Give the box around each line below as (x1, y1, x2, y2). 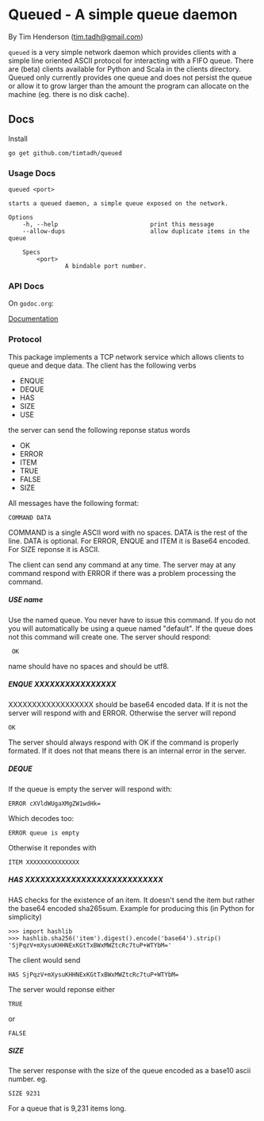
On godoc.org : (8, 298, 54, 308)
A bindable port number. (64, 263, 147, 271)
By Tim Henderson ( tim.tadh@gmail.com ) (8, 32, 143, 41)
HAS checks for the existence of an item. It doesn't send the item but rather (8, 895, 255, 905)
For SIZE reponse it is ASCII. (8, 544, 101, 554)
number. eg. (8, 1074, 48, 1084)
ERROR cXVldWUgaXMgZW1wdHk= (8, 800, 101, 808)
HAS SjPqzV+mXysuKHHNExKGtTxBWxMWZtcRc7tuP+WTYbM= (8, 971, 179, 979)
